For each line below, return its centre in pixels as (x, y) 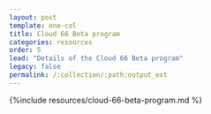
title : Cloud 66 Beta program (65, 34)
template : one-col (43, 26)
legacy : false (35, 67)
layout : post (33, 17)
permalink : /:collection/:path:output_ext (88, 75)
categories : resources (51, 42)
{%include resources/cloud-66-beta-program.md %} (106, 100)
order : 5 (25, 50)
